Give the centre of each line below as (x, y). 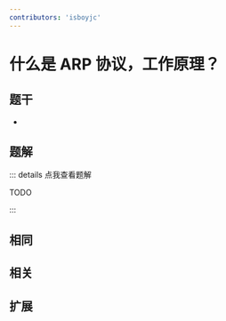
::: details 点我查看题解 (50, 175)
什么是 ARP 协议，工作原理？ (115, 64)
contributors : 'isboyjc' (55, 17)
